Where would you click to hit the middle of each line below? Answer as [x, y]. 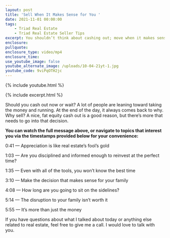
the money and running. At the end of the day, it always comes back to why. [84, 110]
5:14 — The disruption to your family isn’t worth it [56, 200]
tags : [11, 24]
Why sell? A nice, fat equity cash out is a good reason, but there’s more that [84, 115]
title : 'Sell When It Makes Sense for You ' [53, 15]
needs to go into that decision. [37, 121]
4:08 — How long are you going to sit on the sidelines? [62, 190]
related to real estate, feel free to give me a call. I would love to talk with [80, 225]
